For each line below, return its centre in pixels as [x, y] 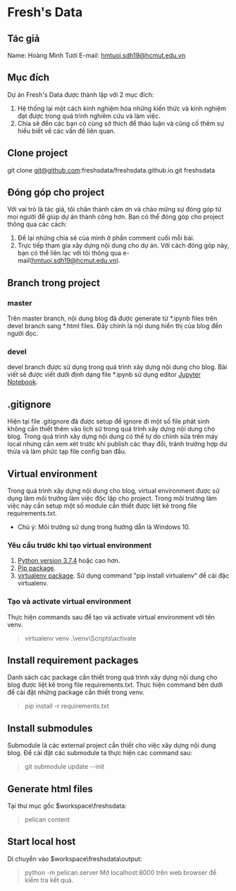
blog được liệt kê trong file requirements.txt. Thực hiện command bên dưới [115, 685]
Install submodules [50, 728]
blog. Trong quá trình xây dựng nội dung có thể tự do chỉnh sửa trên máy [113, 436]
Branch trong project [54, 283]
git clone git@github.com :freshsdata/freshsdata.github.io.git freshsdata [111, 170]
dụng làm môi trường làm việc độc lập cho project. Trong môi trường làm [112, 499]
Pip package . [37, 568]
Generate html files [50, 789]
